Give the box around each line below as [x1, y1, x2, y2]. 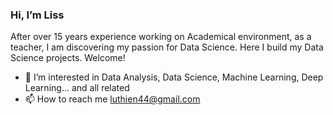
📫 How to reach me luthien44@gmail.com [24, 93, 201, 105]
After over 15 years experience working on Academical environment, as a [10, 31, 312, 43]
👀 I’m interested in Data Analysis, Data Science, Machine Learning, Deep [24, 71, 324, 83]
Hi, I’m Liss [10, 8, 65, 22]
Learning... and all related [24, 82, 130, 94]
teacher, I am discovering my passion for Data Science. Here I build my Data [10, 41, 324, 53]
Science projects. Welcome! [10, 52, 126, 64]
